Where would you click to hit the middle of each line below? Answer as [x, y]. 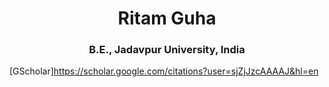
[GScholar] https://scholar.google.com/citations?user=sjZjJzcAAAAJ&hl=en [164, 71]
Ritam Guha [167, 18]
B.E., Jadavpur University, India [167, 50]
